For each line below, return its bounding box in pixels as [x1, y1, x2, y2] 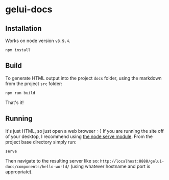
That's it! [5, 99, 24, 106]
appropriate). [5, 168, 33, 175]
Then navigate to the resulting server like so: [5, 157, 99, 164]
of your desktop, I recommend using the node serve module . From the [5, 133, 153, 139]
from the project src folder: [5, 81, 62, 87]
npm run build [5, 90, 36, 95]
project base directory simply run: [5, 138, 77, 145]
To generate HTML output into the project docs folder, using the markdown [5, 75, 162, 81]
